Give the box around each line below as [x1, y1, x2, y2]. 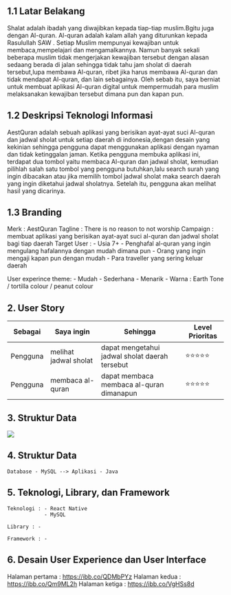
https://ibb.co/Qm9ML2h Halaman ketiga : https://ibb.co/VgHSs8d [7, 579, 195, 588]
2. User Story [7, 302, 65, 314]
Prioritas [188, 331, 218, 341]
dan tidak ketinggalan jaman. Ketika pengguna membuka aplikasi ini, [7, 150, 201, 158]
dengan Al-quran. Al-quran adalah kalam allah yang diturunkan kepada [7, 31, 208, 39]
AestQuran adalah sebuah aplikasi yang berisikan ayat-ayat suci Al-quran [7, 128, 215, 137]
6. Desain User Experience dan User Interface [7, 554, 206, 566]
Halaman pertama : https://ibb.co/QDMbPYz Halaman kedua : [7, 572, 181, 581]
